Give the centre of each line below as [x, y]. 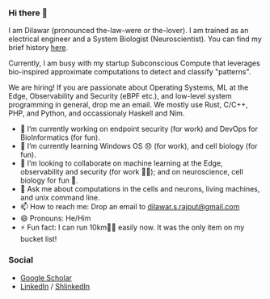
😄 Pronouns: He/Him [55, 218]
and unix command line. [60, 198]
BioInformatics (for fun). [60, 137]
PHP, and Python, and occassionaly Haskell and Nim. [97, 113]
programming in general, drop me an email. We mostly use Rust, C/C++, [128, 105]
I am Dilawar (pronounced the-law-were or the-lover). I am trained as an [129, 31]
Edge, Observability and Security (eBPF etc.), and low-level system [120, 96]
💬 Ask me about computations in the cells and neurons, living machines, [140, 189]
